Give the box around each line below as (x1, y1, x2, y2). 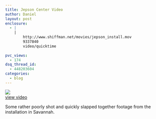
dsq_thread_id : (5, 62, 37, 67)
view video (5, 94, 27, 100)
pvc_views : (5, 53, 28, 58)
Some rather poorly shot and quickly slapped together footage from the (5, 104, 151, 110)
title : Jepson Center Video (5, 7, 63, 12)
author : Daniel (5, 12, 37, 17)
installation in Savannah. (5, 109, 55, 115)
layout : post (5, 16, 32, 21)
